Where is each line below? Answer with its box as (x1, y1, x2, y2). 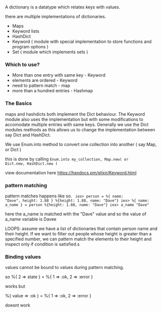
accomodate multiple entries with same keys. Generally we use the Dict (5, 122, 149, 127)
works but (5, 283, 25, 290)
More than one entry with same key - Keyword (12, 72, 106, 78)
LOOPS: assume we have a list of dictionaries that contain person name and (5, 226, 158, 231)
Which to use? (5, 61, 40, 68)
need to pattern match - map (12, 83, 70, 88)
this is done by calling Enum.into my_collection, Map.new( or (5, 156, 129, 162)
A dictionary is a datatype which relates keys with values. (5, 4, 121, 10)
